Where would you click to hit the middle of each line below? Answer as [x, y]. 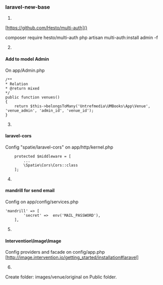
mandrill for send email [30, 191]
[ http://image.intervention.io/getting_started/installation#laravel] [72, 257]
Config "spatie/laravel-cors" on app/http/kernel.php [59, 147]
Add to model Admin [27, 59]
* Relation [17, 84]
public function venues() [32, 97]
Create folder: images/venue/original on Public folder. [61, 277]
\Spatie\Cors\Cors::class [51, 165]
